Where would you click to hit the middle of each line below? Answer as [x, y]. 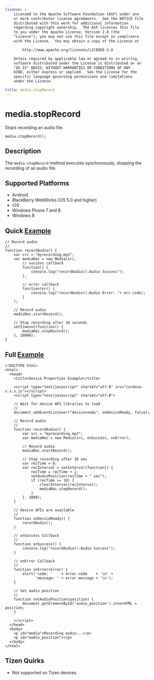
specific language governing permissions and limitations [73, 77]
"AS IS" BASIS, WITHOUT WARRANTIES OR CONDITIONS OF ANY [72, 68]
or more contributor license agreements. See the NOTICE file [79, 18]
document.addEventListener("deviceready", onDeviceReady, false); [82, 412]
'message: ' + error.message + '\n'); [74, 578]
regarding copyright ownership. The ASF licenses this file [76, 28]
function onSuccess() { [38, 544]
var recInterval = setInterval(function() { [68, 467]
